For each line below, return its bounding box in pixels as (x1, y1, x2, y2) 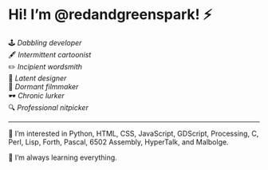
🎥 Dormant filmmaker (8, 81, 79, 91)
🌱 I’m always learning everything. (8, 152, 117, 162)
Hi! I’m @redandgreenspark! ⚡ (8, 6, 213, 24)
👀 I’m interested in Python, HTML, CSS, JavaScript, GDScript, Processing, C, (8, 128, 259, 138)
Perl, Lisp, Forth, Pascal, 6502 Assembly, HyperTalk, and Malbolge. (8, 136, 229, 147)
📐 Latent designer (8, 73, 67, 83)
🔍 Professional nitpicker (8, 102, 89, 112)
